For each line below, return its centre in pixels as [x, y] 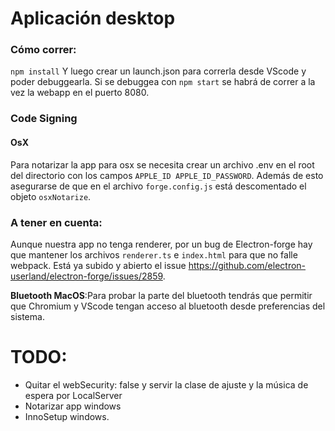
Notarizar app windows [73, 406]
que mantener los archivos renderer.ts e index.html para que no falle [154, 254]
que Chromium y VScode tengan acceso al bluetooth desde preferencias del [168, 306]
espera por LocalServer [73, 395]
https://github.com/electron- [247, 265]
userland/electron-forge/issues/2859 [86, 276]
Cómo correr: [43, 50]
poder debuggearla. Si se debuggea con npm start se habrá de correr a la [163, 82]
